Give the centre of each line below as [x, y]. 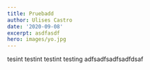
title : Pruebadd [30, 14]
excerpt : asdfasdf [34, 33]
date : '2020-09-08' [35, 26]
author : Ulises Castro [40, 20]
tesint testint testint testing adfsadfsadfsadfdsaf [75, 59]
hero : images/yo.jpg [37, 40]
